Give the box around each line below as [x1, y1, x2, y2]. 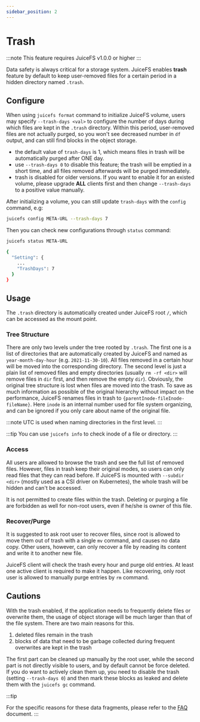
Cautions [6, 591, 41, 601]
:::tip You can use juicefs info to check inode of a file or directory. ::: [6, 430, 178, 437]
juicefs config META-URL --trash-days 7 [6, 216, 109, 222]
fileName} [6, 402, 31, 408]
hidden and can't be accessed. [6, 484, 82, 491]
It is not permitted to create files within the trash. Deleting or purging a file [6, 496, 188, 503]
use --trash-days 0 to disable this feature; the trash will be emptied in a [14, 161, 192, 168]
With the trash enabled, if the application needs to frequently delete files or [6, 607, 191, 614]
